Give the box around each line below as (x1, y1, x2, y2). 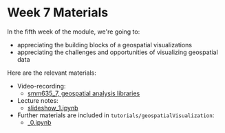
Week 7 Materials (7, 5, 109, 21)
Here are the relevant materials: (7, 69, 96, 77)
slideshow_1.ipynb (27, 104, 78, 112)
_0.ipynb (27, 118, 52, 126)
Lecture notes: (17, 96, 58, 104)
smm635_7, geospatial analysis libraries (27, 89, 140, 97)
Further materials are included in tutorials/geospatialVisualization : (17, 111, 215, 119)
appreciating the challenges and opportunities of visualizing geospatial (17, 48, 218, 56)
